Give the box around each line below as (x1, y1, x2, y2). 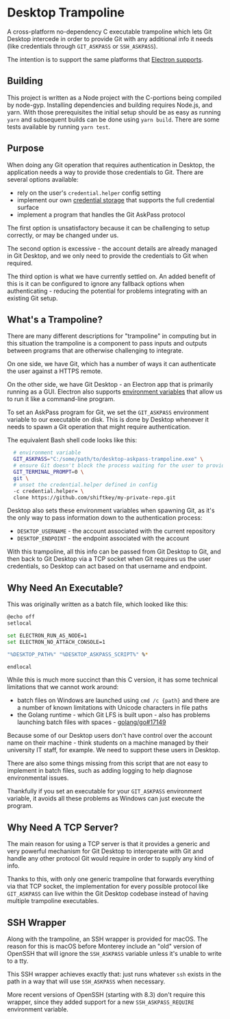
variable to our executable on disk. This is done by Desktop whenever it (7, 416, 209, 424)
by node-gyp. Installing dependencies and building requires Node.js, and (7, 101, 213, 109)
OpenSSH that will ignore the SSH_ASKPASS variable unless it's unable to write (7, 950, 222, 958)
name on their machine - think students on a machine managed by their (7, 739, 209, 747)
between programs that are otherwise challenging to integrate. (7, 346, 183, 355)
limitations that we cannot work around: (7, 683, 119, 691)
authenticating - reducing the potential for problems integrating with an (7, 287, 207, 295)
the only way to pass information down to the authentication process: (7, 514, 203, 522)
